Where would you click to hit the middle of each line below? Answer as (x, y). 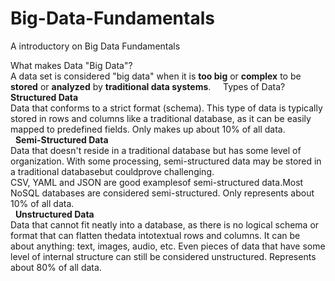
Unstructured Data (54, 214)
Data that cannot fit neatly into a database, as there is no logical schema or (165, 224)
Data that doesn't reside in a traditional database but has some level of (156, 150)
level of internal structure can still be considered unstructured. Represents (163, 256)
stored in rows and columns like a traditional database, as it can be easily (161, 118)
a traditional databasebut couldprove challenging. (112, 171)
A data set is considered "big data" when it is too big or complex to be (156, 76)
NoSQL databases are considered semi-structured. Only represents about (162, 193)
